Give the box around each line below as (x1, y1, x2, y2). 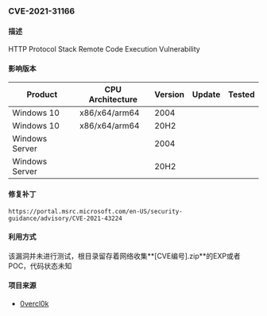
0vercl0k (19, 299, 49, 308)
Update (192, 89, 221, 100)
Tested (227, 89, 255, 100)
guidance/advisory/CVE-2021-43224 (8, 214, 123, 222)
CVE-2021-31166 (8, 6, 75, 17)
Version (154, 89, 185, 100)
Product (26, 89, 58, 100)
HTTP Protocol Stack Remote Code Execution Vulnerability (8, 44, 200, 54)
